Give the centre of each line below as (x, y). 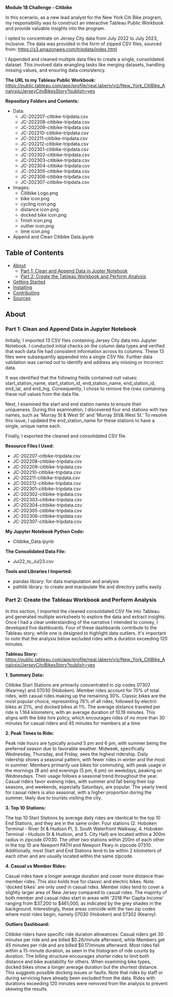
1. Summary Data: (25, 675)
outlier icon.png (37, 226)
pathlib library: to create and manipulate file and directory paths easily (87, 587)
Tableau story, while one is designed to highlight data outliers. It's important (86, 633)
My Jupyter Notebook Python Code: (45, 531)
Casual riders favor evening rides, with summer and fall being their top (80, 781)
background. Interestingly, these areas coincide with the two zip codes (80, 908)
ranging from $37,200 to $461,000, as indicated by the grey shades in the (83, 903)
